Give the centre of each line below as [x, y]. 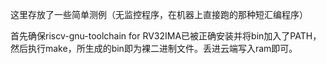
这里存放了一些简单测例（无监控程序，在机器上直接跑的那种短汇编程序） [159, 14]
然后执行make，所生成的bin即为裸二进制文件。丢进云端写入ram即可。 [154, 48]
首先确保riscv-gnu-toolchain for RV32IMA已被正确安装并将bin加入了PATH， [166, 36]
